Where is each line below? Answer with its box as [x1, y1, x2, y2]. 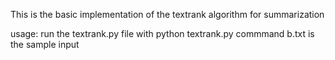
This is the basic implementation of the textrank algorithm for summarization [10, 9, 325, 20]
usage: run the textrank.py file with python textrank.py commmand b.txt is [10, 28, 315, 39]
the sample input [10, 39, 80, 50]
